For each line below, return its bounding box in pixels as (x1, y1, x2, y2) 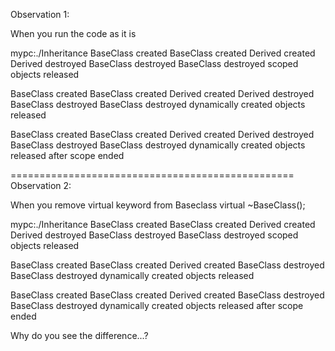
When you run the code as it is (10, 28, 137, 39)
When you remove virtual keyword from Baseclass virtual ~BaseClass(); (10, 199, 306, 211)
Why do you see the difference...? (10, 330, 149, 341)
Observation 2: (10, 180, 72, 191)
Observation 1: (10, 9, 70, 20)
